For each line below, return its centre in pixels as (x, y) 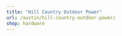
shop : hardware (26, 23)
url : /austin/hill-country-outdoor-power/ (61, 18)
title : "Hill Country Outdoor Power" (54, 12)
